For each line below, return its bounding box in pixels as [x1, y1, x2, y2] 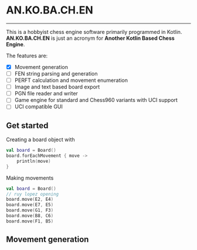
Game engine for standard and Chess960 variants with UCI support [14, 97, 178, 104]
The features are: [6, 52, 48, 59]
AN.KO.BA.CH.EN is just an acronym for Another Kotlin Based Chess [6, 35, 175, 42]
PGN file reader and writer [14, 90, 78, 97]
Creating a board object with [6, 136, 75, 143]
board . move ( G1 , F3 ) [6, 207, 54, 214]
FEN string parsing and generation [14, 70, 98, 77]
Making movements [6, 174, 54, 181]
